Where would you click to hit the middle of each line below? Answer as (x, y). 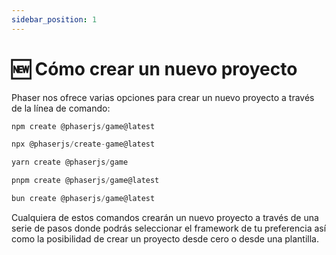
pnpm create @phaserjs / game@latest (85, 181)
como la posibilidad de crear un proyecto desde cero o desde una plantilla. (165, 238)
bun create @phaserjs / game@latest (83, 199)
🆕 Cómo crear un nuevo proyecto (154, 68)
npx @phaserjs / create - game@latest (83, 144)
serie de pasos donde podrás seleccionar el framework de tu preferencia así (169, 228)
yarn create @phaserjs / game (70, 162)
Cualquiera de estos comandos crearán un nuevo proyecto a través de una (165, 217)
